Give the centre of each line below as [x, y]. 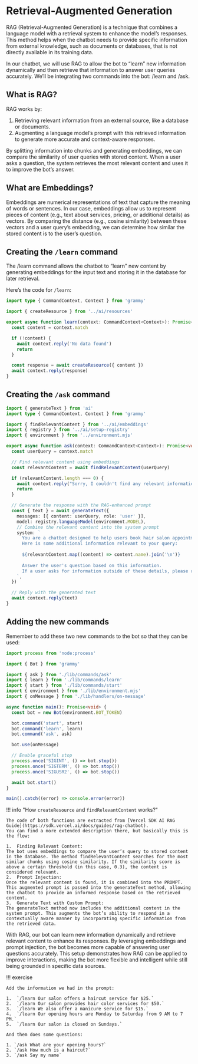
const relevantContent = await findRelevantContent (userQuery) [90, 467]
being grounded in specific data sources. [56, 966]
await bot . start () [34, 782]
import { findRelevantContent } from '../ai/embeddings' [77, 424]
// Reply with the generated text [54, 593]
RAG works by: [24, 109]
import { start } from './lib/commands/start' [64, 686]
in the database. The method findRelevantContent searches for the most [97, 857]
